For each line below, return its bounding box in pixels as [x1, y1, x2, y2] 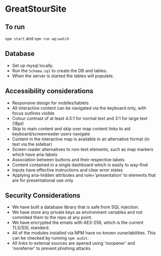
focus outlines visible [12, 110, 55, 116]
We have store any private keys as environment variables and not [12, 209, 143, 215]
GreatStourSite [5, 3, 67, 15]
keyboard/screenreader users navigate [12, 131, 90, 137]
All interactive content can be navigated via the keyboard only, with [12, 105, 146, 111]
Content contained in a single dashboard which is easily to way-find [12, 162, 148, 168]
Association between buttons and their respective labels [12, 156, 125, 162]
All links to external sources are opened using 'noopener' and [12, 240, 135, 246]
